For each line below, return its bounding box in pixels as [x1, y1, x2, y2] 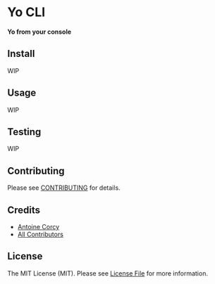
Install [7, 48, 35, 60]
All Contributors [17, 230, 63, 238]
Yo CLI [7, 4, 46, 20]
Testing [7, 126, 42, 138]
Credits [7, 204, 41, 216]
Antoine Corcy [17, 223, 60, 231]
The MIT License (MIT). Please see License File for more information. [7, 269, 208, 278]
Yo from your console [7, 27, 72, 36]
